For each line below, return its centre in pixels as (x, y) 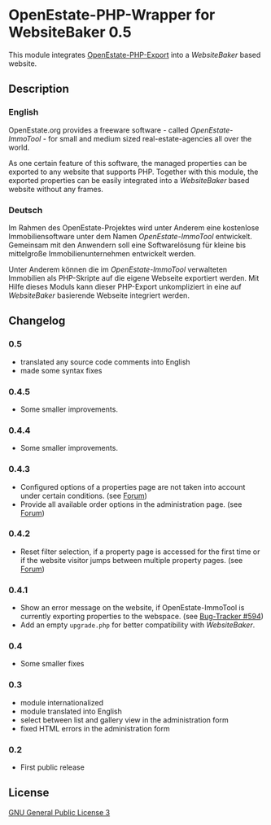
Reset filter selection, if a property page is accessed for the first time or (140, 552)
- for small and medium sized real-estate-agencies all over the (147, 138)
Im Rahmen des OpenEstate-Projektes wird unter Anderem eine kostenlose (134, 227)
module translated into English (71, 711)
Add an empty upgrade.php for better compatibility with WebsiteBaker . (138, 625)
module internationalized (62, 702)
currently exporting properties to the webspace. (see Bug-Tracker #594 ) (142, 617)
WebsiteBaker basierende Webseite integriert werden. (99, 295)
